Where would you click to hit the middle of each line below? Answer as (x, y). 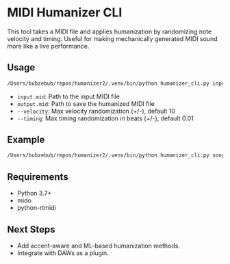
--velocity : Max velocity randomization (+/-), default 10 (96, 111)
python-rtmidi (36, 208)
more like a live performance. (48, 46)
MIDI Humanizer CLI (65, 13)
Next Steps (31, 229)
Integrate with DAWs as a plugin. (63, 253)
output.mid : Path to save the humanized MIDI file (86, 103)
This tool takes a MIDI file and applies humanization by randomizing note (110, 31)
